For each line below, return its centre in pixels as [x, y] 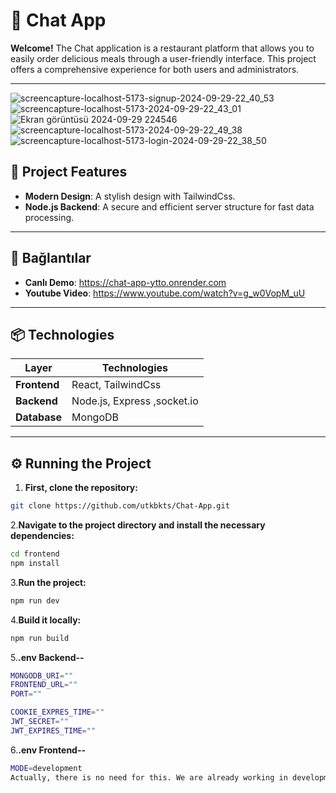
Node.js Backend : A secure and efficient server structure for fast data [169, 206]
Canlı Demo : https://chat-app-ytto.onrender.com [125, 282]
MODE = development [46, 768]
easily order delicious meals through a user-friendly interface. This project [163, 58]
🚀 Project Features [69, 172]
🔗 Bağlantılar [51, 258]
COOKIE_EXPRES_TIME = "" [57, 712]
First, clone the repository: [81, 488]
